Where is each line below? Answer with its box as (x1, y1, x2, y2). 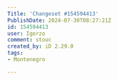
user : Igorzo (7, 29, 46, 37)
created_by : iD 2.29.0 (7, 43, 74, 50)
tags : (7, 50, 23, 57)
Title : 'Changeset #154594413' (7, 10, 99, 18)
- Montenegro (7, 56, 46, 63)
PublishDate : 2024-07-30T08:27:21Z (7, 17, 112, 24)
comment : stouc (7, 36, 52, 44)
